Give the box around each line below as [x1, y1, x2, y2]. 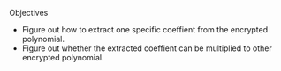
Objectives [9, 8, 49, 18]
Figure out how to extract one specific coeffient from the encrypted [21, 25, 269, 34]
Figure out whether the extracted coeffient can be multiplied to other [21, 43, 272, 53]
